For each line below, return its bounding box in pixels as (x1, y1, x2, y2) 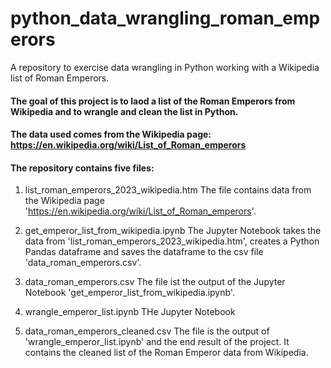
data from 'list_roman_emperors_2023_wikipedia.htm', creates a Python (24, 235, 320, 247)
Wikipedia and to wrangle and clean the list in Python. (10, 105, 239, 117)
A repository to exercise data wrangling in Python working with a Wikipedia (10, 61, 320, 73)
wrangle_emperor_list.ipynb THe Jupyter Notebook (24, 306, 236, 318)
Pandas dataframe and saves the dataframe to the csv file (24, 246, 264, 258)
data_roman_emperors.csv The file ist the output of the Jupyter (24, 276, 286, 288)
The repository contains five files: (10, 162, 155, 174)
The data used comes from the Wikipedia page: (10, 128, 212, 141)
